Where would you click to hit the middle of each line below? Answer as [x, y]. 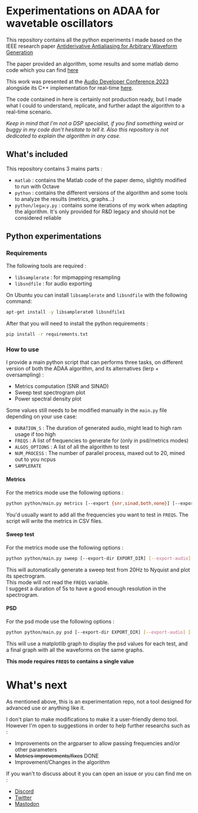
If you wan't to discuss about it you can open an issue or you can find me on [99, 773]
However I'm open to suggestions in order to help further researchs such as [98, 726]
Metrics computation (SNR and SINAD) [62, 386]
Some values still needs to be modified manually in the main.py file [87, 410]
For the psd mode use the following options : [60, 621]
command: [19, 301]
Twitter [23, 797]
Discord [24, 791]
